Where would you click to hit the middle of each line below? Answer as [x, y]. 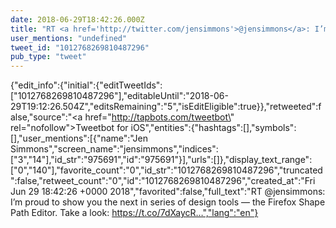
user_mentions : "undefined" [69, 38]
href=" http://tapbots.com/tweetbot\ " [159, 117]
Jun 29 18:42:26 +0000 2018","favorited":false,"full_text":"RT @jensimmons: [168, 192]
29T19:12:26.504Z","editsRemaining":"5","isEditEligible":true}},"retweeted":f [166, 107]
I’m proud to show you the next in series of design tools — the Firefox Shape [168, 202]
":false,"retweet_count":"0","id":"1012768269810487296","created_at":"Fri [163, 181]
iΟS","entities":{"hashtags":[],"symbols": [213, 128]
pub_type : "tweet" [48, 57]
